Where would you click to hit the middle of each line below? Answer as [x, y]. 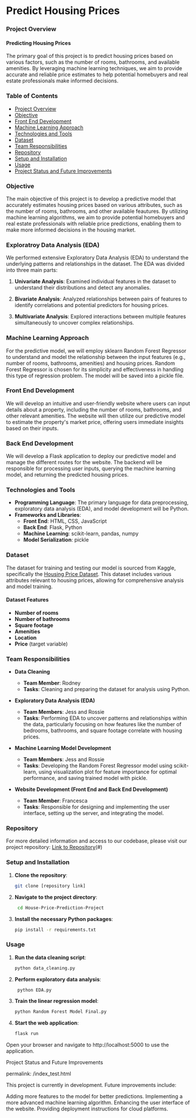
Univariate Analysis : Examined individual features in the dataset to [95, 281]
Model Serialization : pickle [56, 540]
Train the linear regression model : [56, 1001]
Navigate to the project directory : [56, 897]
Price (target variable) [41, 644]
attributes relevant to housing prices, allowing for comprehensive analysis [95, 580]
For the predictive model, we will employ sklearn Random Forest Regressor [96, 351]
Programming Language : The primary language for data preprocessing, [102, 503]
